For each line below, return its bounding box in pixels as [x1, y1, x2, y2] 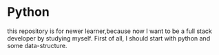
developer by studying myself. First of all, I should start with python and [7, 34, 211, 42]
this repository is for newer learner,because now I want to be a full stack [7, 27, 212, 35]
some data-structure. [7, 41, 67, 49]
